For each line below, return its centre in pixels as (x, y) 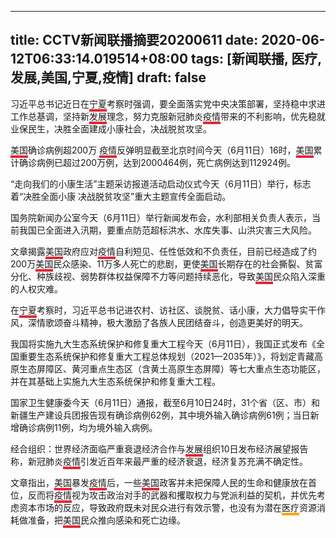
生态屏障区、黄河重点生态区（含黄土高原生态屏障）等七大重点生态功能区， (172, 368)
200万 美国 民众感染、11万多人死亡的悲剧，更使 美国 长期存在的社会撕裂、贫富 (166, 263)
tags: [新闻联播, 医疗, (257, 59)
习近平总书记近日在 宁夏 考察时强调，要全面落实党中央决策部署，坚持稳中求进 (168, 103)
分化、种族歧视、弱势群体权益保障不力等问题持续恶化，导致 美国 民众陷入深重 (168, 276)
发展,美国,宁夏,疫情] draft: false (108, 77)
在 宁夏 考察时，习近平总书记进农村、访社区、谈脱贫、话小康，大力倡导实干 (163, 310)
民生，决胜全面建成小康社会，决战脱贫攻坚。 (119, 128)
